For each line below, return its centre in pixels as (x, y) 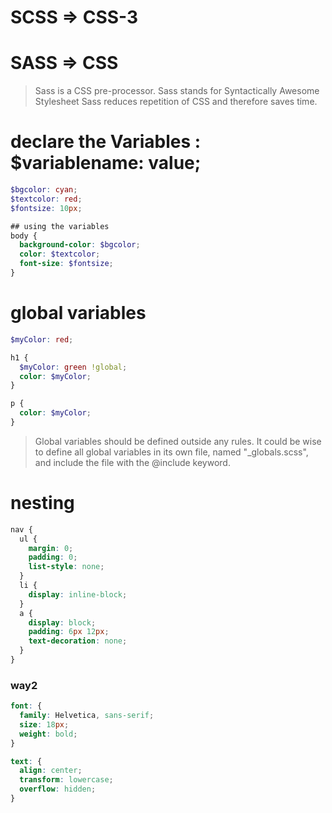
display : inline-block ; (78, 594)
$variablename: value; (106, 163)
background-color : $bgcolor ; (80, 245)
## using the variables (60, 226)
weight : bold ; (48, 734)
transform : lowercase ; (66, 780)
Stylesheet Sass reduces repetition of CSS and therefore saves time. (176, 102)
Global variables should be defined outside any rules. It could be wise (178, 441)
